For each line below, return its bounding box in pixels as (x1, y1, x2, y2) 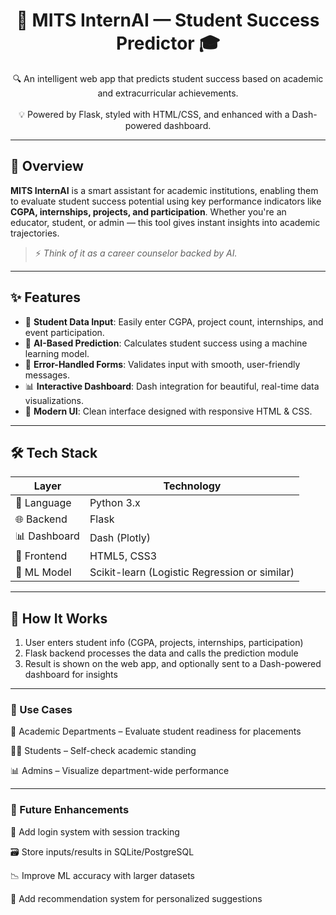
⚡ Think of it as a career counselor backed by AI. (34, 247, 238, 259)
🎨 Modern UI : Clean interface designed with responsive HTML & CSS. (24, 405, 313, 417)
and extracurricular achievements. (97, 87, 239, 99)
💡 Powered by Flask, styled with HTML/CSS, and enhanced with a (18, 108, 290, 120)
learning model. (24, 347, 90, 359)
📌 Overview (10, 158, 84, 175)
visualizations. (24, 394, 85, 406)
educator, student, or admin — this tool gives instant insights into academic (10, 216, 321, 228)
